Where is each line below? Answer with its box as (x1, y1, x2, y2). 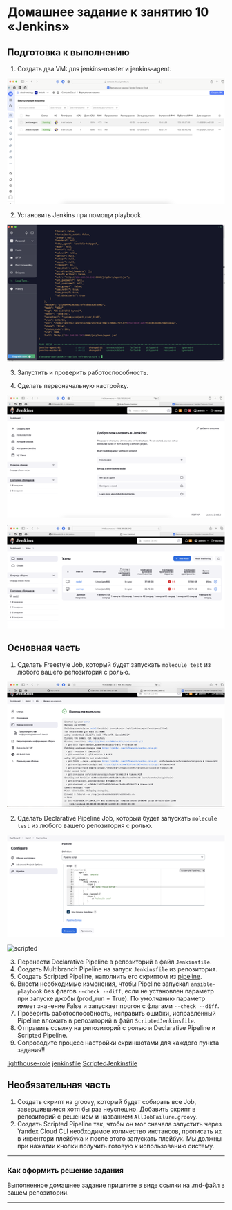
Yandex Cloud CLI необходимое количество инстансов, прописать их (17, 1127, 222, 1135)
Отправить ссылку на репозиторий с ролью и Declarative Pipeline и (17, 1023, 216, 1032)
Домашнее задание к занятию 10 (7, 4, 209, 20)
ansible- (191, 980, 216, 988)
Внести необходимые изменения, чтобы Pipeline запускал (17, 980, 190, 988)
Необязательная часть (7, 1079, 111, 1091)
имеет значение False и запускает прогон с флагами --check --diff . (17, 1001, 220, 1010)
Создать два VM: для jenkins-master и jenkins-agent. (17, 65, 172, 73)
